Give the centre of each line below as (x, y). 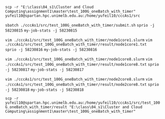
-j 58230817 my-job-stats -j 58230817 (44, 70)
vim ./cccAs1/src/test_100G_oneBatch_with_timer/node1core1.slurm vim (79, 40)
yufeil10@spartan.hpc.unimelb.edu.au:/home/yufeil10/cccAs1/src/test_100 (83, 103)
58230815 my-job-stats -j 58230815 (41, 31)
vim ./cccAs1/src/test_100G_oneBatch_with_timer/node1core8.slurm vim (79, 59)
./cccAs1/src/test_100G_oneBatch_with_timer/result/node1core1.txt (76, 44)
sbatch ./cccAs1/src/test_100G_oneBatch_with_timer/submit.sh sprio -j (80, 25)
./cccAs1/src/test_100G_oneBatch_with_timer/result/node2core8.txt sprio (82, 84)
